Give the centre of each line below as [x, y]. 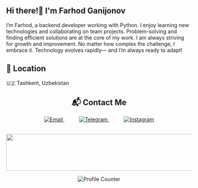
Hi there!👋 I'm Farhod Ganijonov [66, 11]
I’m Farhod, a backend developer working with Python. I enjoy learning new [98, 25]
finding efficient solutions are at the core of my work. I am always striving [95, 37]
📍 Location [26, 69]
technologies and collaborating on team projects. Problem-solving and [92, 31]
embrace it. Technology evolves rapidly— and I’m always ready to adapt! [94, 50]
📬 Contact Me [99, 103]
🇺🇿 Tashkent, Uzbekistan [38, 83]
